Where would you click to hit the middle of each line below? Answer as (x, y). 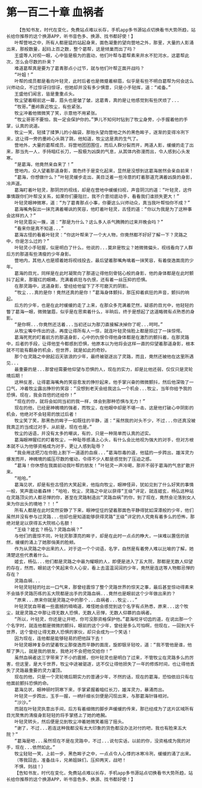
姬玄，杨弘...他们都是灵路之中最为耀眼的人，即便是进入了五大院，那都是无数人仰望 (103, 561)
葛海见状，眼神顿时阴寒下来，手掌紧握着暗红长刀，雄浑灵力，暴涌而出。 (90, 690)
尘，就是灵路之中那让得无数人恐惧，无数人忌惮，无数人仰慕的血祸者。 (80, 613)
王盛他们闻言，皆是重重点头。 (46, 94)
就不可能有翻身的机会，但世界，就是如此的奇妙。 (58, 350)
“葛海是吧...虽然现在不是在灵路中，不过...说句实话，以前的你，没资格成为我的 (100, 741)
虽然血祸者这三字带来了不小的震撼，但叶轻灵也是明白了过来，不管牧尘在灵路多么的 (102, 658)
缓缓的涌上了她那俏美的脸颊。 (46, 542)
